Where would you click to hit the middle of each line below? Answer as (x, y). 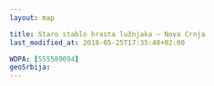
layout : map (32, 18)
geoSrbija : (30, 67)
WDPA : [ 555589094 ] (44, 59)
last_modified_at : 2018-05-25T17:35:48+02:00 (97, 43)
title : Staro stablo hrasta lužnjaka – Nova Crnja (107, 34)
